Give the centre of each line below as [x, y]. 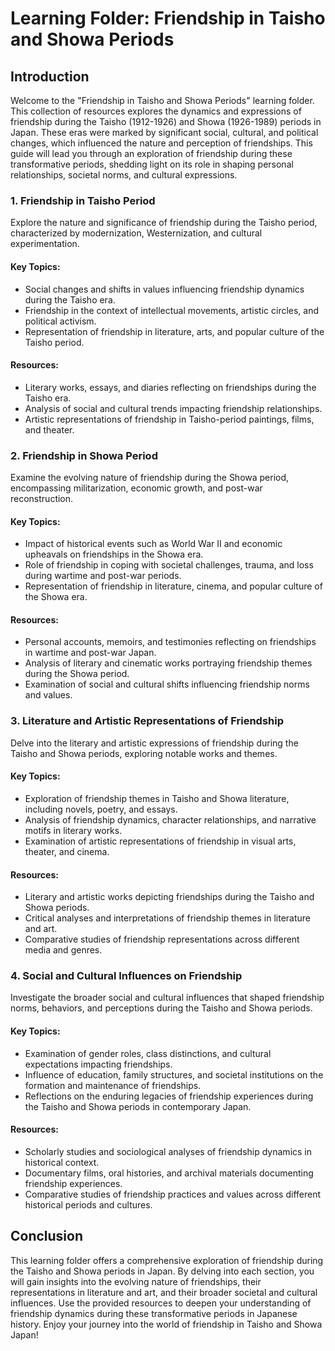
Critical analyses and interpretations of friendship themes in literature [167, 918]
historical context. [62, 1162]
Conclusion [47, 1236]
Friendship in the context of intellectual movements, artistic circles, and [172, 310]
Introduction [50, 76]
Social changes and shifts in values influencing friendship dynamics [164, 289]
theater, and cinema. [67, 851]
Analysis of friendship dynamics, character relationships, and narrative [170, 819]
